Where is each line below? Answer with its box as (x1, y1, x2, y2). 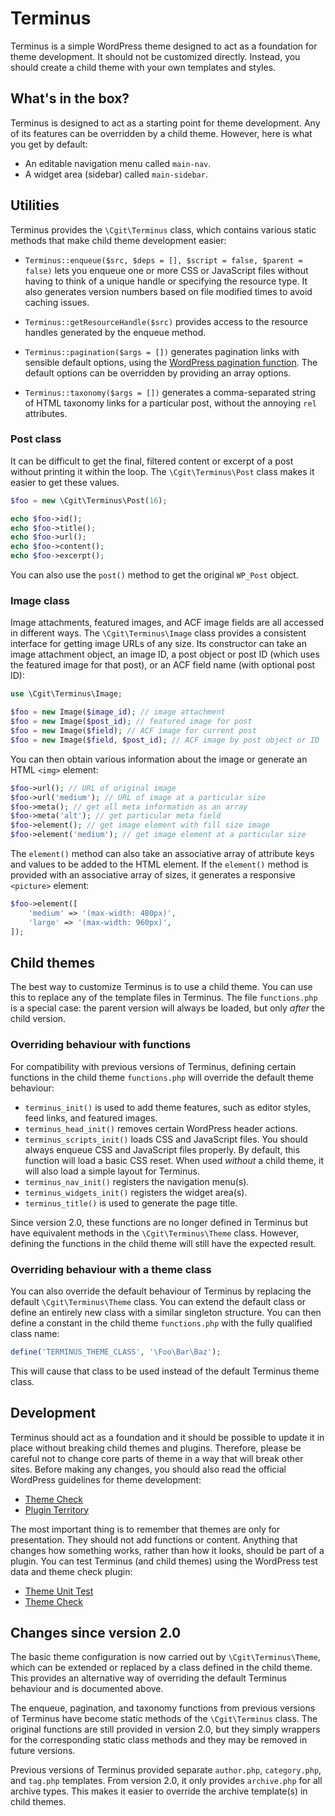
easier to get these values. (10, 476, 120, 488)
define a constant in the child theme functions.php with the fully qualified (10, 1317, 313, 1329)
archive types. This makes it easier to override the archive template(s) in (10, 1785, 308, 1797)
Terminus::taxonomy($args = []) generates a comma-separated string (24, 386, 316, 398)
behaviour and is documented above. (10, 1683, 164, 1695)
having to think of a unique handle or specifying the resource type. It (24, 275, 308, 287)
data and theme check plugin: (10, 1565, 133, 1577)
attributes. (24, 407, 68, 419)
